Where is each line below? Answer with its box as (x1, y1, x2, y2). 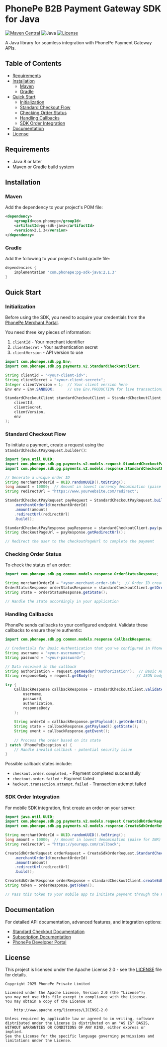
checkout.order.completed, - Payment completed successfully (12, 770, 141, 776)
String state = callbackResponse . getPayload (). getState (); (14, 724, 139, 729)
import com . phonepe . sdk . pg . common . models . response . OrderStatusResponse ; (5, 572, 159, 577)
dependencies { (5, 265, 37, 270)
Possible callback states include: (5, 761, 72, 767)
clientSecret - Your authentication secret (12, 344, 98, 350)
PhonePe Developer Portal (12, 939, 67, 945)
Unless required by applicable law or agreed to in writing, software (5, 1016, 155, 1022)
